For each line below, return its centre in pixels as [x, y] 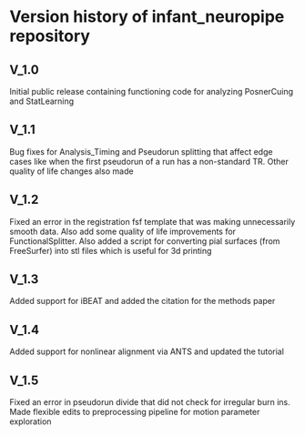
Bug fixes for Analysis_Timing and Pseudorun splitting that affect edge [141, 151]
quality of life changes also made [71, 171]
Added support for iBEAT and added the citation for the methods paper [142, 301]
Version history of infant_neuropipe [147, 17]
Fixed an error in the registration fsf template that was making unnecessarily [152, 221]
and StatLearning [42, 101]
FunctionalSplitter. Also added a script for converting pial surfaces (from [145, 241]
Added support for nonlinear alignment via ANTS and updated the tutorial [147, 351]
